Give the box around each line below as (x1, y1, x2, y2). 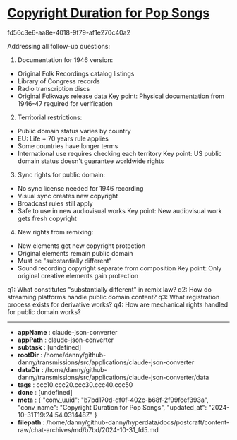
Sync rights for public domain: (17, 170, 106, 179)
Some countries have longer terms (17, 141, 119, 150)
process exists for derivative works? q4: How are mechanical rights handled (7, 300, 229, 309)
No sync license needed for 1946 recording (17, 184, 144, 192)
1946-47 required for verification (17, 99, 113, 107)
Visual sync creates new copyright (17, 191, 119, 200)
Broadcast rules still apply (17, 199, 93, 208)
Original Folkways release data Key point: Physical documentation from (17, 92, 224, 100)
